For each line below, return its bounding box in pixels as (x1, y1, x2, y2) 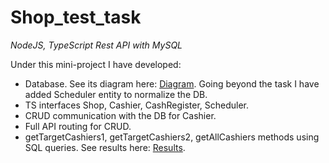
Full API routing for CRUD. (24, 120, 132, 132)
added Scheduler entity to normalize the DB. (24, 88, 208, 100)
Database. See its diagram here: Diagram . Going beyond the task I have (24, 77, 320, 90)
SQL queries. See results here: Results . (24, 141, 186, 153)
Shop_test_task (10, 6, 142, 29)
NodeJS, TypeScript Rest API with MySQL (10, 39, 183, 51)
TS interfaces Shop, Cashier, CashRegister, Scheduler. (24, 99, 250, 111)
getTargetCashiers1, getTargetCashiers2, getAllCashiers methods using (24, 131, 320, 143)
